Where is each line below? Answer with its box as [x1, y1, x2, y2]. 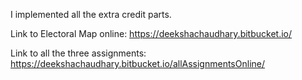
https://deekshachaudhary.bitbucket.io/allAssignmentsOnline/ [10, 58, 265, 69]
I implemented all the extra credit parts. [10, 9, 172, 20]
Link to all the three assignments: [10, 47, 147, 59]
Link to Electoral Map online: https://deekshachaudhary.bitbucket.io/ [10, 28, 293, 39]
